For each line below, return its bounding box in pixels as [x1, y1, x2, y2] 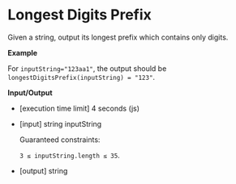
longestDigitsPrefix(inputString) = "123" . [7, 72, 156, 82]
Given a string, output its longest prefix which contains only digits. [7, 32, 229, 42]
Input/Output [7, 87, 54, 98]
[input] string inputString [19, 119, 102, 128]
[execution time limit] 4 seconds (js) [19, 103, 139, 113]
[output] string [19, 165, 68, 175]
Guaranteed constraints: [19, 135, 101, 144]
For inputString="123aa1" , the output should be [7, 63, 167, 73]
